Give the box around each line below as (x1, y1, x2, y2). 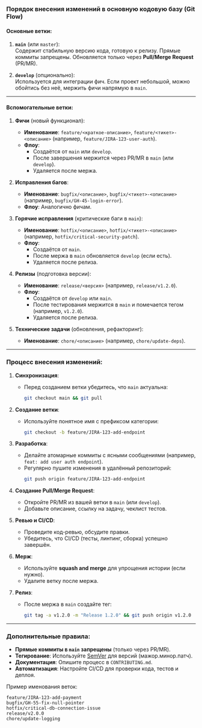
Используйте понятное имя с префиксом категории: (23, 417, 159, 425)
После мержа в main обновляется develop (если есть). (32, 252, 172, 260)
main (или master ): (14, 41, 60, 48)
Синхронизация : (14, 372, 59, 379)
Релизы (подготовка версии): (14, 270, 91, 278)
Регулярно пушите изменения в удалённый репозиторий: (23, 464, 172, 471)
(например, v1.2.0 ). (32, 308, 84, 315)
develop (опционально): (14, 72, 75, 79)
